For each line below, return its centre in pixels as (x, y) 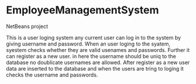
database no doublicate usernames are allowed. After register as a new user (98, 62)
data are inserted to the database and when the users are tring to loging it (95, 68)
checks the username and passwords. (52, 75)
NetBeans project (27, 26)
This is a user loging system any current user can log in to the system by (94, 37)
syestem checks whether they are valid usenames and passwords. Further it (98, 50)
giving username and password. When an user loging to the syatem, (88, 44)
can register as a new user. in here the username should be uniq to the (91, 56)
